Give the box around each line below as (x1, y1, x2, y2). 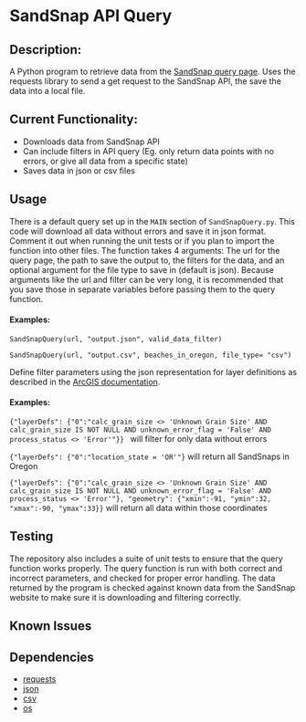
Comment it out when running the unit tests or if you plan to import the (9, 235, 275, 246)
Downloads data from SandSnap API (22, 136, 160, 147)
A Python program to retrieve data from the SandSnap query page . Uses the (9, 66, 296, 77)
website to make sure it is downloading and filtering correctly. (9, 591, 242, 602)
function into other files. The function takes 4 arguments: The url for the (9, 245, 280, 256)
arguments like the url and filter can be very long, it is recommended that (9, 274, 284, 285)
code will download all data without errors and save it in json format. (9, 225, 267, 236)
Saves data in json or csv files (22, 165, 135, 176)
